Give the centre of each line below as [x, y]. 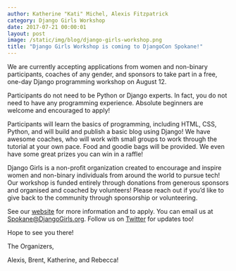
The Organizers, [31, 246]
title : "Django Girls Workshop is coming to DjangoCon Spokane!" [105, 47]
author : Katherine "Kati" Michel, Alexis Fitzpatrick [88, 14]
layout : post [26, 34]
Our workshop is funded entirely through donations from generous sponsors [118, 183]
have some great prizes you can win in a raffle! [75, 154]
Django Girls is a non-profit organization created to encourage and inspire [114, 168]
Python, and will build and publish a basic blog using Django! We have [109, 132]
